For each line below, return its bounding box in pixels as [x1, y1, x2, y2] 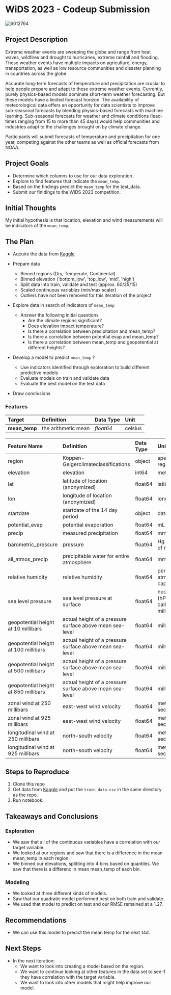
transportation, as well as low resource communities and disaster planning [5, 65, 161, 71]
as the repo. [12, 792, 38, 798]
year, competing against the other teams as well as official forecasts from [5, 139, 159, 145]
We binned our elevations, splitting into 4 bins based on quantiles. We [12, 860, 159, 867]
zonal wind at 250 [8, 700, 51, 707]
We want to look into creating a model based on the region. [20, 963, 145, 969]
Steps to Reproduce [5, 767, 70, 776]
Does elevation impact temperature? [27, 323, 104, 329]
